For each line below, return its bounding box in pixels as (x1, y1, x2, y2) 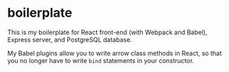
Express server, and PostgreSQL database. (7, 35, 132, 43)
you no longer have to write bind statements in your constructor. (7, 56, 194, 64)
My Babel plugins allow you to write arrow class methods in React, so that (7, 49, 222, 57)
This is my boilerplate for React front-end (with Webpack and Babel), (7, 28, 208, 36)
